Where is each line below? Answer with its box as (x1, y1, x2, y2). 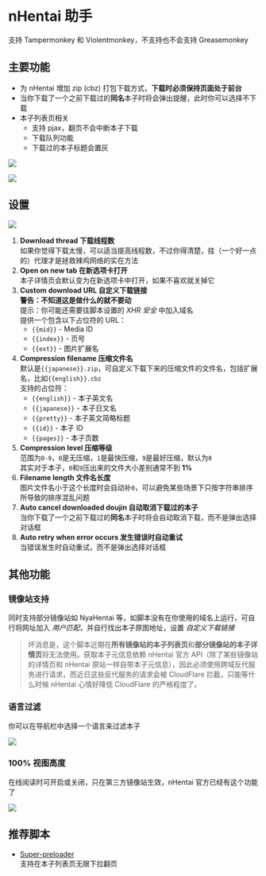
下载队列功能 (31, 133, 74, 142)
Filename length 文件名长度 (19, 472, 111, 482)
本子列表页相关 (19, 113, 69, 122)
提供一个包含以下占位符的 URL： (19, 315, 127, 324)
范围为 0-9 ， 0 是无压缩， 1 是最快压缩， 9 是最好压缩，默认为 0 (19, 452, 212, 462)
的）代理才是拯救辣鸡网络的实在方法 (19, 255, 139, 265)
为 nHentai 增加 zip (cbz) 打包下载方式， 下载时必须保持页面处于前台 (19, 83, 242, 92)
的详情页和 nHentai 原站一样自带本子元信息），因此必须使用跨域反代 (27, 660, 249, 669)
